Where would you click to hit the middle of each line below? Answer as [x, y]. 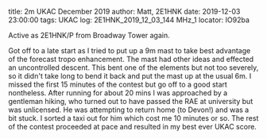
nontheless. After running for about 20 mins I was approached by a [118, 93]
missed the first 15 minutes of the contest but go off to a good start [118, 84]
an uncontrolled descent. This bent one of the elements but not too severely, [133, 68]
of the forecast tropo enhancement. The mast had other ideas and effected [131, 59]
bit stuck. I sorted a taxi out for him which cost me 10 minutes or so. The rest [133, 118]
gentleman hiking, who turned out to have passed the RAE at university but [131, 101]
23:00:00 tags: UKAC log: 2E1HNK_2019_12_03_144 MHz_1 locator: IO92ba [129, 20]
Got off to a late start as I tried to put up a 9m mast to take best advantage [130, 50]
